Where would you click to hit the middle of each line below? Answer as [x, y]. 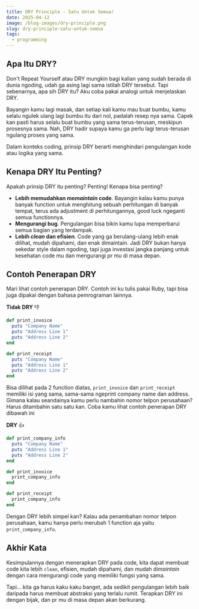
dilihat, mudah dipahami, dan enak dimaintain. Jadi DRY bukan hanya [100, 243]
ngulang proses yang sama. [41, 135]
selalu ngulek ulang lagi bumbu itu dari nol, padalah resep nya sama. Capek [100, 115]
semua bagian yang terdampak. [54, 230]
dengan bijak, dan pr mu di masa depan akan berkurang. [76, 599]
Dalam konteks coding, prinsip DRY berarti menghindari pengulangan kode [99, 146]
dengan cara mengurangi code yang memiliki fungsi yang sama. [86, 575]
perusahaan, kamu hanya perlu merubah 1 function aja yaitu [80, 522]
